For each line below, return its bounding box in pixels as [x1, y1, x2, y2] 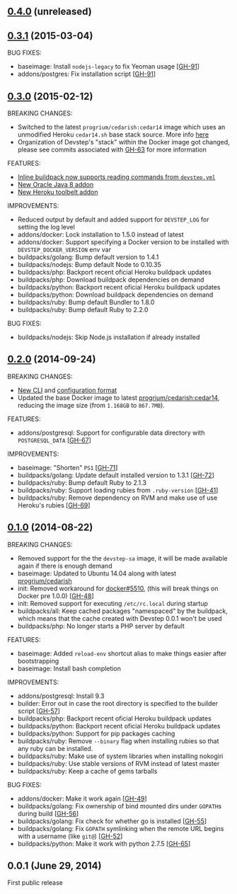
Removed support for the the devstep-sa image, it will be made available [17, 554, 228, 562]
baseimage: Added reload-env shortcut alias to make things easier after [17, 649, 227, 658]
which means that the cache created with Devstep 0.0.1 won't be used [17, 614, 222, 622]
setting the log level [17, 223, 76, 231]
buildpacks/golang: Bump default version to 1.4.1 [17, 253, 159, 261]
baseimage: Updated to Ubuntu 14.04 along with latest [17, 569, 177, 578]
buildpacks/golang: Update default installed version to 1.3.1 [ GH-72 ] [17, 471, 214, 479]
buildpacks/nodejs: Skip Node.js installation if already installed [17, 333, 200, 342]
